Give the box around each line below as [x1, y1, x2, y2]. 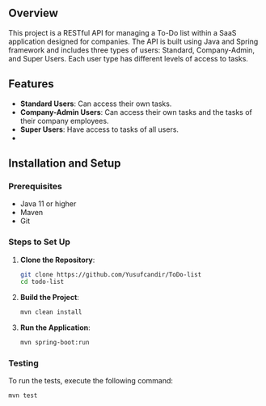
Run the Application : [19, 323, 91, 332]
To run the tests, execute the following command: [8, 376, 174, 386]
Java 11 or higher [19, 199, 77, 209]
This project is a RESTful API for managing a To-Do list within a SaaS [8, 27, 237, 37]
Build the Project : [19, 293, 79, 302]
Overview [8, 6, 59, 20]
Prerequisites [8, 180, 62, 192]
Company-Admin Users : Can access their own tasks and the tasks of [19, 107, 252, 116]
